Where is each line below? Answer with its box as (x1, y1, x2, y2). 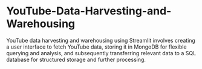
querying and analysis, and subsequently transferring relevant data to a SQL (6, 49, 197, 56)
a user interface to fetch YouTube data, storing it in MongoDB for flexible (6, 43, 187, 50)
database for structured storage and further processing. (6, 56, 146, 63)
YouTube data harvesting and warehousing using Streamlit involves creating (6, 37, 195, 44)
